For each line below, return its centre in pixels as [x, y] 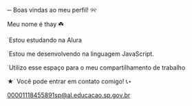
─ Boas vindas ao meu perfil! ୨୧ [52, 10]
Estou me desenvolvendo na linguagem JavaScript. [81, 54]
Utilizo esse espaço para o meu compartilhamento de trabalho [97, 67]
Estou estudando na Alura [45, 40]
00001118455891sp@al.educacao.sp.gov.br [69, 95]
